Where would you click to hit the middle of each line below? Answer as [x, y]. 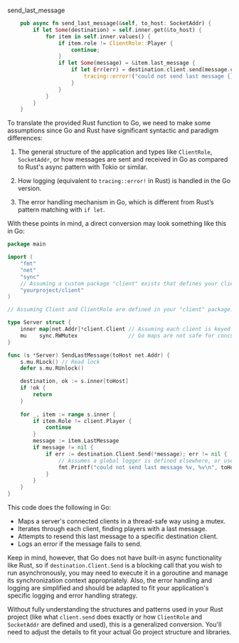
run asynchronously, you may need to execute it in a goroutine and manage [118, 573]
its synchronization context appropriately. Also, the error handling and [110, 580]
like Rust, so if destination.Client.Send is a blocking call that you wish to [115, 565]
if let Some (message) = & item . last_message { [127, 63]
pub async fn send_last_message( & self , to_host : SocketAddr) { [116, 23]
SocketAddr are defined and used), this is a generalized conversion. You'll [115, 624]
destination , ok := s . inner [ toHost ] [75, 381]
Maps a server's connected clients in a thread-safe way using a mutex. [122, 521]
